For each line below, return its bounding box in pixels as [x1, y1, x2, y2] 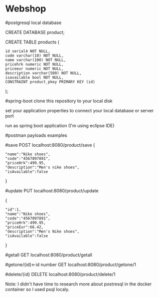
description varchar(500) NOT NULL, [5, 71, 82, 76]
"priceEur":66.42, [5, 224, 44, 229]
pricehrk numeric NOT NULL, [5, 62, 64, 67]
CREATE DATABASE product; [5, 29, 65, 35]
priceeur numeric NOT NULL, [5, 66, 64, 71]
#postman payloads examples [5, 132, 68, 138]
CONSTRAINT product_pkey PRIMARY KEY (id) [5, 79, 95, 84]
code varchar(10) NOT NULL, [5, 53, 64, 58]
